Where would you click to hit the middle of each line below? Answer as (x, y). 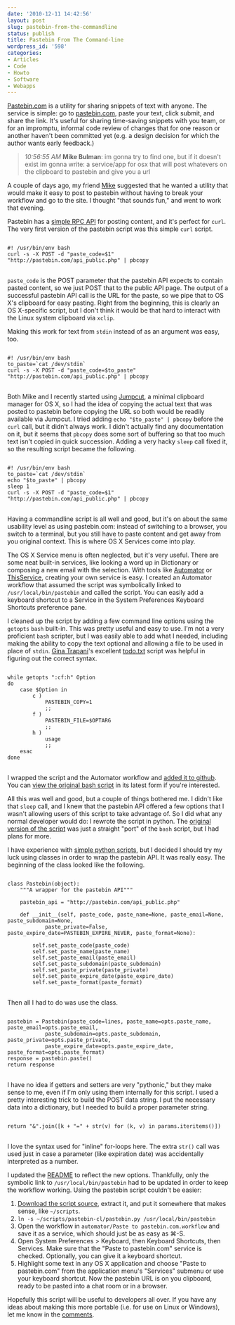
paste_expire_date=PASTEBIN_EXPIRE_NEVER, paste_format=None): (102, 934)
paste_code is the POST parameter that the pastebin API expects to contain (115, 281)
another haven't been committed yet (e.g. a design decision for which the (113, 136)
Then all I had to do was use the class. (62, 1003)
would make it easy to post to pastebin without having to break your (105, 193)
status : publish (31, 33)
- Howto (19, 73)
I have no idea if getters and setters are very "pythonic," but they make (109, 1085)
